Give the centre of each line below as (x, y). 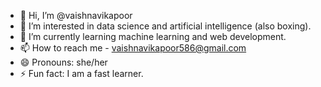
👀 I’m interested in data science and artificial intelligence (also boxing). (165, 26)
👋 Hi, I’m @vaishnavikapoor (76, 15)
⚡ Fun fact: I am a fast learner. (81, 73)
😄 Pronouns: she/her (63, 62)
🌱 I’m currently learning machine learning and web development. (153, 36)
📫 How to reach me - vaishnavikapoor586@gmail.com (133, 48)
